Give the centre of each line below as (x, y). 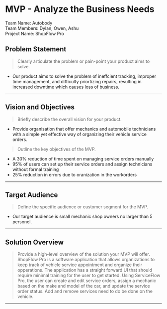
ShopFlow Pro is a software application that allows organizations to (86, 260)
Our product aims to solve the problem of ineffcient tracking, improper (84, 76)
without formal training (36, 169)
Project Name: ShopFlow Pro (35, 33)
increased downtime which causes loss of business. (66, 87)
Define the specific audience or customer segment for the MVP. (83, 207)
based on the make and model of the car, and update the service (83, 286)
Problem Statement (36, 49)
